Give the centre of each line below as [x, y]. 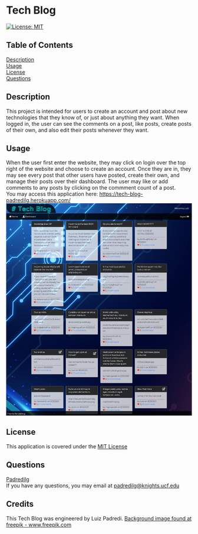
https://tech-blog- [121, 194]
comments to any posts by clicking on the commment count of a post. [91, 188]
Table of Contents [40, 45]
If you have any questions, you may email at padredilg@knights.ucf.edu [93, 486]
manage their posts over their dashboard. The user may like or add [87, 181]
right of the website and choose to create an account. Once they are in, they [99, 169]
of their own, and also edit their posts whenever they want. [77, 130]
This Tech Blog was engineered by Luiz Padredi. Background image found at [99, 518]
